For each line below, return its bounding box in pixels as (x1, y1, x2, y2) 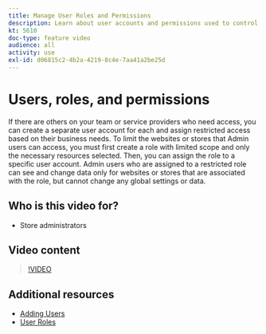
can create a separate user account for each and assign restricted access (8, 125, 251, 135)
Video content (8, 244, 81, 257)
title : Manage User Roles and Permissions (8, 11, 151, 20)
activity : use (8, 49, 56, 57)
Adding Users (19, 308, 65, 319)
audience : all (8, 41, 56, 49)
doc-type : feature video (8, 33, 91, 42)
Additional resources (8, 288, 115, 301)
